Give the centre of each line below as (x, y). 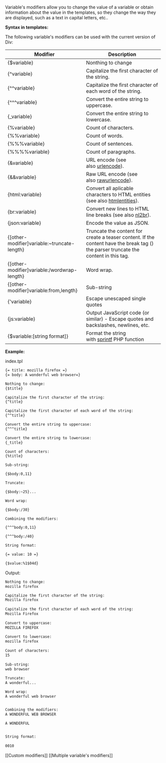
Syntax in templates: (27, 27)
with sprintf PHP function (115, 339)
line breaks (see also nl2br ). (118, 215)
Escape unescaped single (116, 298)
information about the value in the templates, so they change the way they (81, 12)
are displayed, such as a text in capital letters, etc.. (57, 18)
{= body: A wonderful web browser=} (43, 375)
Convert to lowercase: (28, 637)
